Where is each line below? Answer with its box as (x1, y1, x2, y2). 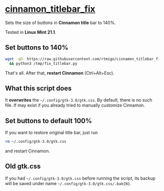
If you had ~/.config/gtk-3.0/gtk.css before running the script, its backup (5, 175, 156, 181)
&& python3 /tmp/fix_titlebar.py (9, 61, 78, 66)
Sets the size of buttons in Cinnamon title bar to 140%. (5, 20, 116, 26)
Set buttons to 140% (5, 43, 68, 52)
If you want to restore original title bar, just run (5, 130, 98, 136)
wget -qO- (5, 56, 25, 61)
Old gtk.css (5, 162, 41, 170)
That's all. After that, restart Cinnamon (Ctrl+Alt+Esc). (5, 70, 115, 76)
